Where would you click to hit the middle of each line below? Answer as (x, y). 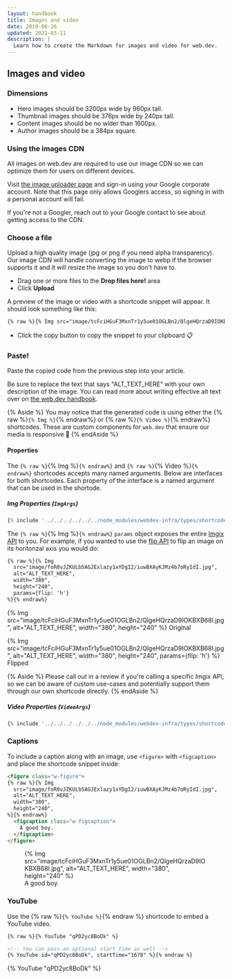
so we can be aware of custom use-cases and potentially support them (109, 684)
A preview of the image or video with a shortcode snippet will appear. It (109, 302)
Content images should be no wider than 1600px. (87, 123)
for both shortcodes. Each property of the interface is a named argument (111, 480)
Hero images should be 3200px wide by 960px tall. (90, 109)
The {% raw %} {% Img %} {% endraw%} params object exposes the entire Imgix (116, 533)
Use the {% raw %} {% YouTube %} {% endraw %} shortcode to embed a (108, 916)
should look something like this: (52, 309)
